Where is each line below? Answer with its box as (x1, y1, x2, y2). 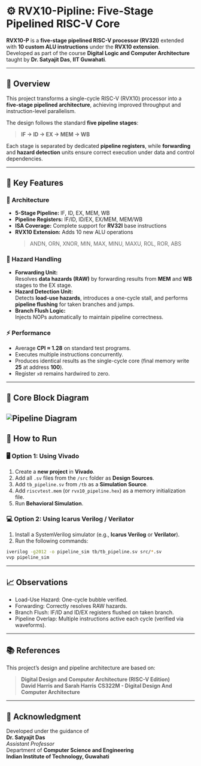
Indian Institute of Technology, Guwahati (6, 753, 109, 760)
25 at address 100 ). (14, 364, 64, 371)
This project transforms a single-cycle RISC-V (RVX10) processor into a (6, 95, 182, 102)
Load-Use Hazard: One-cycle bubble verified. (14, 596, 128, 603)
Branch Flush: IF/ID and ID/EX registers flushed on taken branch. (14, 609, 175, 616)
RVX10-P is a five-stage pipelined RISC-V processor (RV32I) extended (6, 37, 184, 44)
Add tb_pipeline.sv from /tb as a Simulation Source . (14, 480, 148, 488)
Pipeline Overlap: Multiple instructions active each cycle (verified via (14, 615, 184, 622)
